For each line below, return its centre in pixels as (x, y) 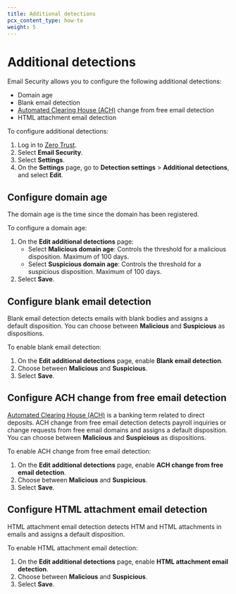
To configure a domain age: (47, 228)
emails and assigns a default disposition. (66, 534)
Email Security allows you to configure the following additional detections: (114, 81)
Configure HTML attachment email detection (107, 510)
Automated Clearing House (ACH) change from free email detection (116, 110)
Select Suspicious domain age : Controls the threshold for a (114, 264)
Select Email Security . (50, 153)
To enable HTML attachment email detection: (73, 547)
